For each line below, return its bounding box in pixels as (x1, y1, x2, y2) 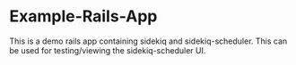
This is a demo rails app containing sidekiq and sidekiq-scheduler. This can (9, 36, 288, 46)
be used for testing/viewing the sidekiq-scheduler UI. (9, 45, 206, 55)
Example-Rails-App (9, 6, 158, 27)
